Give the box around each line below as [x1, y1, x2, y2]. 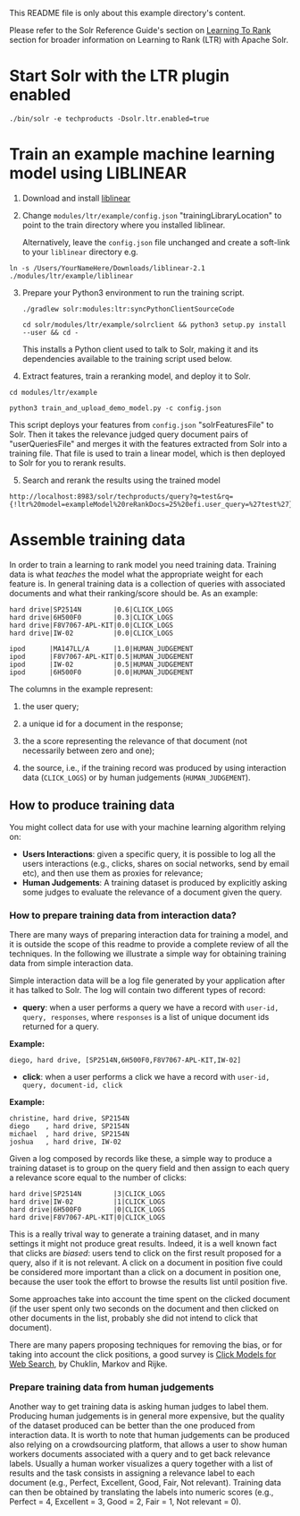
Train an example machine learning [9, 144, 275, 165]
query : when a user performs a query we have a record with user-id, [21, 1002, 279, 1013]
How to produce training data [9, 798, 176, 813]
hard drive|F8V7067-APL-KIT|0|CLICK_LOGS [9, 1212, 166, 1221]
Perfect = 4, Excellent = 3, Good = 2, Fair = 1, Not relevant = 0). [9, 1496, 242, 1507]
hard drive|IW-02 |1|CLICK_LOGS [9, 1197, 166, 1206]
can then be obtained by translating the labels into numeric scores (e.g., [9, 1486, 274, 1498]
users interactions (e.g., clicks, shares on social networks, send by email [21, 858, 290, 869]
